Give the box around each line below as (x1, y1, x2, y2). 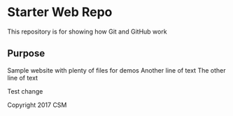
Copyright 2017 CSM (7, 101, 67, 109)
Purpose (7, 48, 45, 59)
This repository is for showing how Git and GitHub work (7, 27, 167, 36)
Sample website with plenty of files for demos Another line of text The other (7, 66, 226, 74)
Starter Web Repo (7, 4, 113, 20)
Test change (7, 87, 43, 95)
